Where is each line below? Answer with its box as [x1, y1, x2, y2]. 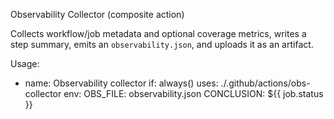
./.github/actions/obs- [220, 77, 311, 89]
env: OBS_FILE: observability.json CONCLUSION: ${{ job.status [63, 88, 324, 99]
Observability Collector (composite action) [10, 9, 185, 20]
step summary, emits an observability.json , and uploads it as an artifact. [10, 39, 314, 50]
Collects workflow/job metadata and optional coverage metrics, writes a [10, 28, 307, 39]
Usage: [10, 58, 40, 69]
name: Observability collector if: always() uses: [24, 77, 219, 89]
